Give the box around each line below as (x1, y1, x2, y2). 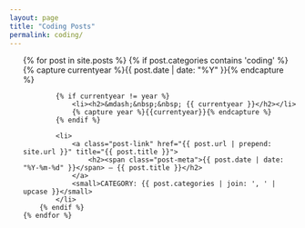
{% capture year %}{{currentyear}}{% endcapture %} (71, 108, 272, 117)
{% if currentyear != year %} (56, 92, 170, 101)
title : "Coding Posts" (9, 22, 96, 31)
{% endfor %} (22, 211, 73, 221)
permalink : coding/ (9, 30, 84, 39)
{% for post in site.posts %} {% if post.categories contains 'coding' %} (22, 55, 289, 66)
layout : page (9, 13, 59, 23)
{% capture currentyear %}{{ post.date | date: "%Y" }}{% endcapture (22, 64, 284, 75)
